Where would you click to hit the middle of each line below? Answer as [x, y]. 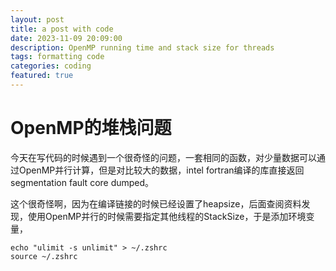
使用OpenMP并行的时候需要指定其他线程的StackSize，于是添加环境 [167, 216]
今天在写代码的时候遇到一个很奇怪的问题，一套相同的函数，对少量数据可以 [163, 157]
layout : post [37, 19]
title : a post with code [62, 29]
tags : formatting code [57, 57]
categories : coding [51, 66]
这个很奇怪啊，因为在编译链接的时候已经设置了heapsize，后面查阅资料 [156, 203]
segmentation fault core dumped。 [82, 182]
